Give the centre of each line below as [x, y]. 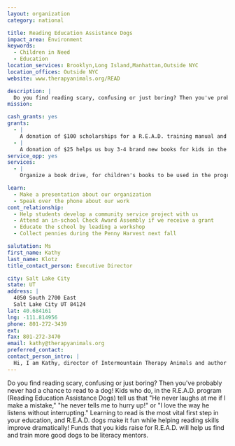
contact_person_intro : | [43, 356]
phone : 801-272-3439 [37, 324]
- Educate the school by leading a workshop [79, 227]
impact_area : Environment [45, 39]
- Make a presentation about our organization [83, 194]
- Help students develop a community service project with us [106, 214]
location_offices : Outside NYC [53, 72]
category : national [36, 20]
